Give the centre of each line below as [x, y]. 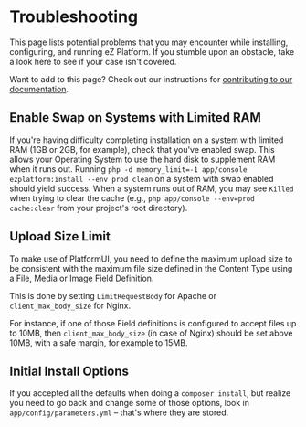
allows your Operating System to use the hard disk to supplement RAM [142, 159]
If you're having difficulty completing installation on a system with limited [147, 140]
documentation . [39, 89]
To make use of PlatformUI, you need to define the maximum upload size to [151, 259]
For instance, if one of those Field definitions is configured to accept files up [153, 323]
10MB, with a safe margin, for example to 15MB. [99, 342]
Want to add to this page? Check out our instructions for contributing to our [151, 79]
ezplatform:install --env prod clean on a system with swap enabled [142, 178]
